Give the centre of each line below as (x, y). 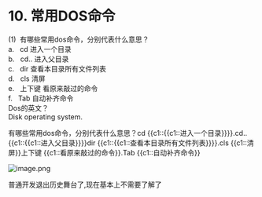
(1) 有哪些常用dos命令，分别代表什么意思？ (79, 39)
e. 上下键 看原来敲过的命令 (53, 88)
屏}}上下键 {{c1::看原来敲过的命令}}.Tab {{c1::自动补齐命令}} (104, 152)
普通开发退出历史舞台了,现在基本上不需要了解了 (85, 184)
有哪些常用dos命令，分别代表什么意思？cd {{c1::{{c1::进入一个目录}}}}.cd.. (128, 133)
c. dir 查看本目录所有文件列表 (57, 68)
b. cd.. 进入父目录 (39, 59)
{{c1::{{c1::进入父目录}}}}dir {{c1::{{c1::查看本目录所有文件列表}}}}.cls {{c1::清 (131, 143)
